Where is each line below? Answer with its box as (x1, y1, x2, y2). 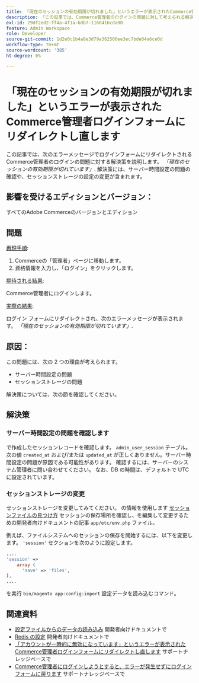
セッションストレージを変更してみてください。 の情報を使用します (6, 504, 168, 511)
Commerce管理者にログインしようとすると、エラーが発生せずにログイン (14, 663, 192, 670)
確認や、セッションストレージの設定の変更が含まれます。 (6, 173, 146, 180)
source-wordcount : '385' (6, 47, 68, 53)
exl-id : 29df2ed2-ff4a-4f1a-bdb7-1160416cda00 (6, 20, 123, 25)
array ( (17, 561, 36, 568)
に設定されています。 (6, 473, 58, 480)
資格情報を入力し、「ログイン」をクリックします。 (14, 264, 137, 272)
